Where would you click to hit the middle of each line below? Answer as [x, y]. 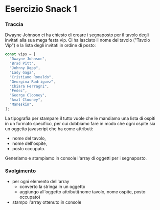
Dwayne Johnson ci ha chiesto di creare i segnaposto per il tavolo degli [77, 35]
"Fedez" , [18, 91]
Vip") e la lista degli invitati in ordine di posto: [51, 46]
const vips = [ [21, 54]
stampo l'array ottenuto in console [47, 202]
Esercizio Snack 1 [41, 9]
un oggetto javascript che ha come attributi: [49, 129]
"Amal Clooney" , [26, 100]
